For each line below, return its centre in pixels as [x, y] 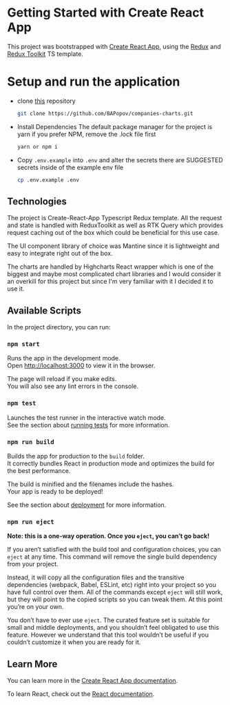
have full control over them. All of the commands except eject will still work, [115, 592]
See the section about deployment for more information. [87, 505]
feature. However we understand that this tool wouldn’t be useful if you [108, 635]
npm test [22, 403]
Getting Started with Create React [106, 13]
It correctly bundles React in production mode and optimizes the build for [111, 463]
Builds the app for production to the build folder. [76, 456]
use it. [16, 289]
